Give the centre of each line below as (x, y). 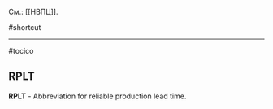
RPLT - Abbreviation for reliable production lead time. (97, 96)
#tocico (21, 51)
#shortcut (25, 27)
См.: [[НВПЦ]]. (33, 12)
